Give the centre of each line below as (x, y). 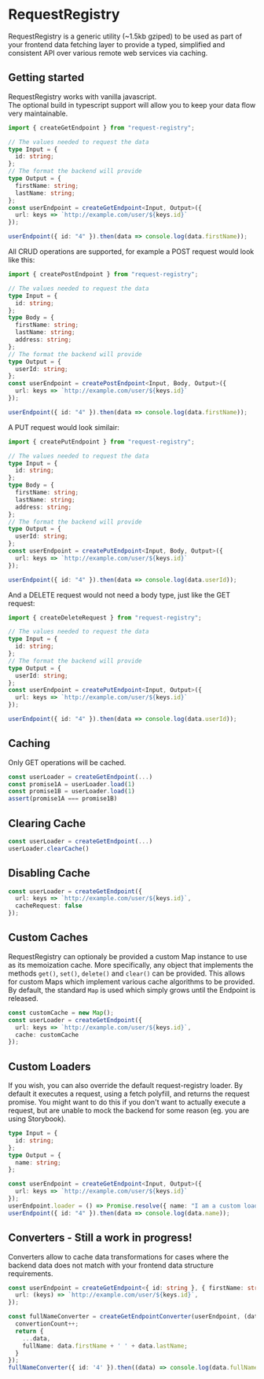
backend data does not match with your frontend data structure (111, 1265)
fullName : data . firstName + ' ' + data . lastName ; (105, 1346)
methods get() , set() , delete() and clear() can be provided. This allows (126, 973)
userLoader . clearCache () (49, 848)
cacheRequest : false (49, 906)
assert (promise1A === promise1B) (63, 799)
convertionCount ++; (47, 1324)
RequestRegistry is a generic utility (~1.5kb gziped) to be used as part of (125, 36)
